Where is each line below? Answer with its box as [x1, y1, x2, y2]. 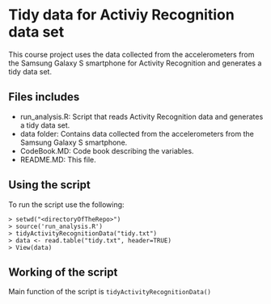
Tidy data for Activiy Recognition [8, 6, 235, 24]
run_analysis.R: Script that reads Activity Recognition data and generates [19, 112, 264, 121]
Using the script [8, 178, 91, 192]
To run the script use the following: [8, 200, 125, 209]
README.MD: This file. [19, 154, 96, 164]
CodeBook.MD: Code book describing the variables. [19, 146, 194, 155]
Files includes [8, 91, 80, 104]
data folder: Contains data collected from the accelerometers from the [19, 129, 255, 138]
